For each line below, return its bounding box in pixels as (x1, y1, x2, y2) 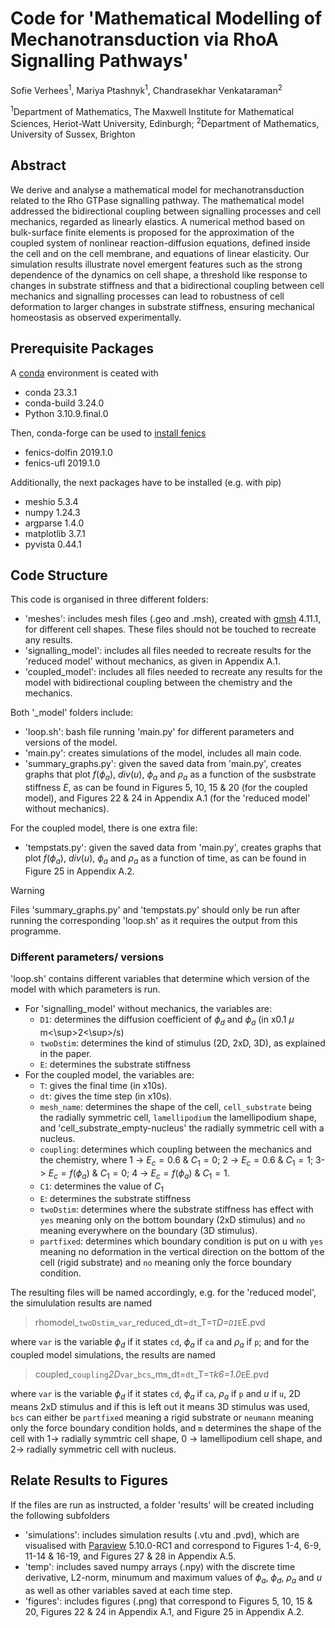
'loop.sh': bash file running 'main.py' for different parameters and (24, 726, 295, 738)
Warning (10, 884, 45, 896)
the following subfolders (10, 1509, 110, 1521)
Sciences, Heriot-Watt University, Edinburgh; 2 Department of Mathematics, (10, 116, 320, 129)
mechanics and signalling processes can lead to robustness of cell (10, 290, 285, 302)
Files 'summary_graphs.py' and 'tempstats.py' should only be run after (10, 903, 301, 916)
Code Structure (10, 567, 108, 584)
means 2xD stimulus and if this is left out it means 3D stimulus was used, (10, 1401, 311, 1413)
